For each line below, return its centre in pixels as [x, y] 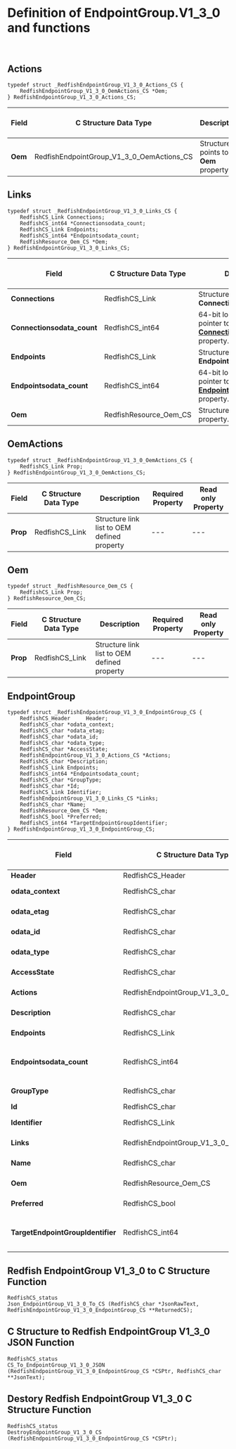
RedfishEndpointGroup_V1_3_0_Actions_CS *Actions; [96, 755]
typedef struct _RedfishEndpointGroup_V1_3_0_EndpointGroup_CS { [105, 713]
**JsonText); [26, 1377]
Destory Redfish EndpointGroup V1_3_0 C [100, 1399]
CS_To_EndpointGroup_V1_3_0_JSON [56, 1365]
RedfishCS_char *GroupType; [61, 780]
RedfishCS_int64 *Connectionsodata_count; [83, 223]
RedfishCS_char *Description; [64, 762]
